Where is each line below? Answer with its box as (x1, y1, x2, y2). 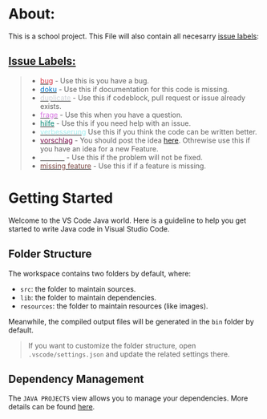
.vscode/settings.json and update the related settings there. (27, 349, 230, 359)
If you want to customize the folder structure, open (27, 340, 196, 350)
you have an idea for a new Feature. (39, 143, 159, 153)
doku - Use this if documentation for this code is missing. (39, 84, 230, 94)
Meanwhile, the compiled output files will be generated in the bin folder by (8, 316, 254, 326)
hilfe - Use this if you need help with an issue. (39, 118, 191, 128)
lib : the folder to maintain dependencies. (19, 292, 157, 302)
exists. (39, 101, 62, 111)
